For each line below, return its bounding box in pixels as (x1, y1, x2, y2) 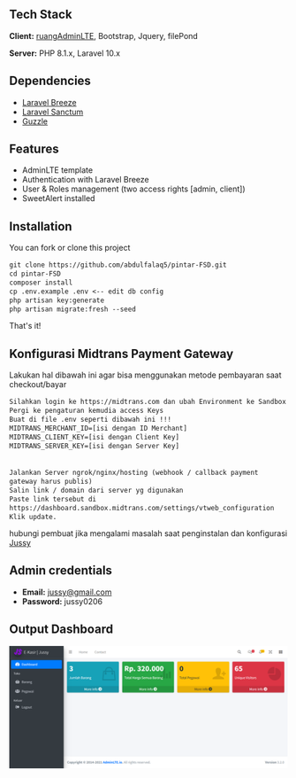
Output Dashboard (9, 622, 113, 637)
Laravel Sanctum (21, 106, 84, 117)
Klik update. (9, 513, 57, 522)
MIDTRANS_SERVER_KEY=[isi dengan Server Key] (9, 442, 179, 451)
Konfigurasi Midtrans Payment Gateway (9, 346, 234, 362)
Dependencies (9, 74, 91, 89)
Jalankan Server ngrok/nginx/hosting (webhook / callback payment (9, 469, 259, 478)
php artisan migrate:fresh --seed (9, 305, 137, 314)
